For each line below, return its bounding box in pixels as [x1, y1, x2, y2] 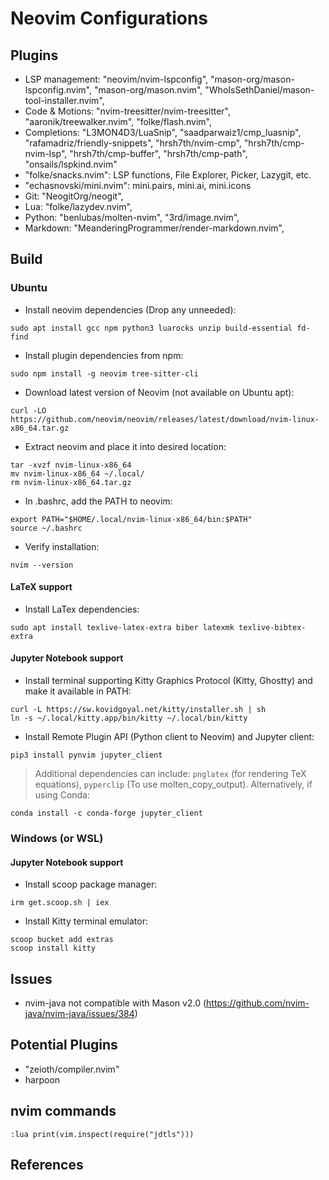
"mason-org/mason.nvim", [93, 84, 203, 96]
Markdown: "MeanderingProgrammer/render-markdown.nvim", [24, 222, 285, 234]
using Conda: [34, 789, 91, 801]
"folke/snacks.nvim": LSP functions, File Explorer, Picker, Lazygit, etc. [24, 169, 312, 181]
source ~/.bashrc [10, 523, 83, 533]
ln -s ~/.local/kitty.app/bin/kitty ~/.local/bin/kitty [10, 713, 248, 724]
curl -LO [10, 405, 47, 416]
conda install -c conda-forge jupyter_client [10, 808, 203, 819]
